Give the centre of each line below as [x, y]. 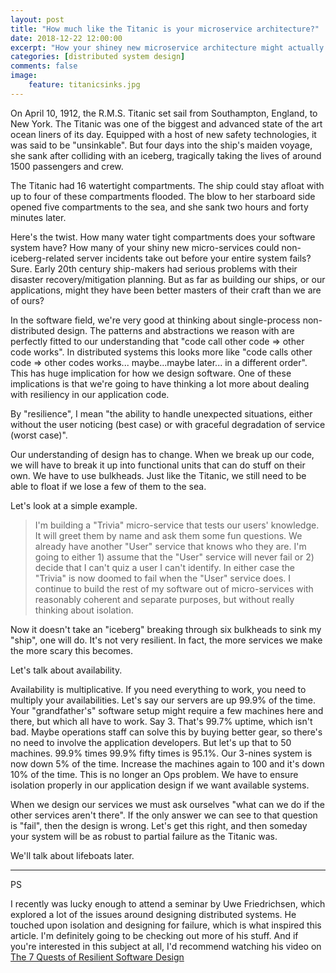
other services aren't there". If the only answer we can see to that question [164, 815]
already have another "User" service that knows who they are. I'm [170, 546]
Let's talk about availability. [66, 670]
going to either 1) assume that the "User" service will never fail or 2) [174, 557]
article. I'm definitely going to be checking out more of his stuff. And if [154, 935]
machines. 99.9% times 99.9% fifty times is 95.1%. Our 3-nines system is [161, 753]
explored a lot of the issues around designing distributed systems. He [153, 914]
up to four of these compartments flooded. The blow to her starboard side [163, 196]
